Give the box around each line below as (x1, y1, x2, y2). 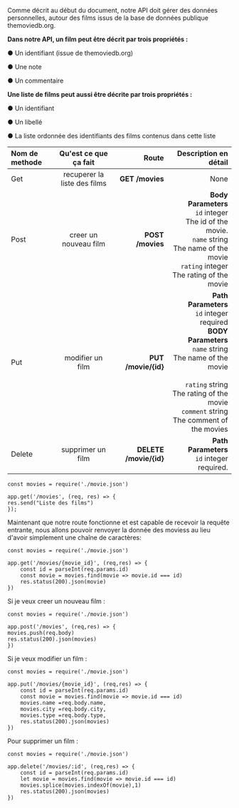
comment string (181, 406, 228, 416)
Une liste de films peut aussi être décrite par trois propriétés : (7, 90, 193, 98)
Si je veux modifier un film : (7, 655, 87, 663)
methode (11, 157, 43, 167)
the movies (191, 424, 228, 434)
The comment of (172, 415, 228, 425)
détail (208, 157, 228, 167)
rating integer (180, 261, 228, 271)
